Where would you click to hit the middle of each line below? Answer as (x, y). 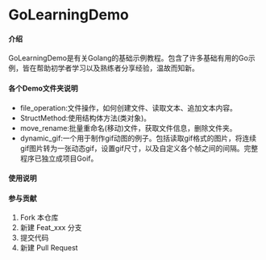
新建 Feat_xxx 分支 (51, 228)
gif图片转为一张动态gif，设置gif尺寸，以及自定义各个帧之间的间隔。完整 (139, 148)
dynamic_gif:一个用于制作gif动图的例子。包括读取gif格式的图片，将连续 (138, 138)
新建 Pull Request (49, 248)
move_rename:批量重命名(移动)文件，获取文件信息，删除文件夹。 (128, 128)
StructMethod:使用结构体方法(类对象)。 (85, 118)
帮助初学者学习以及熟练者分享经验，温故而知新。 (117, 68)
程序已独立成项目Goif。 (59, 158)
